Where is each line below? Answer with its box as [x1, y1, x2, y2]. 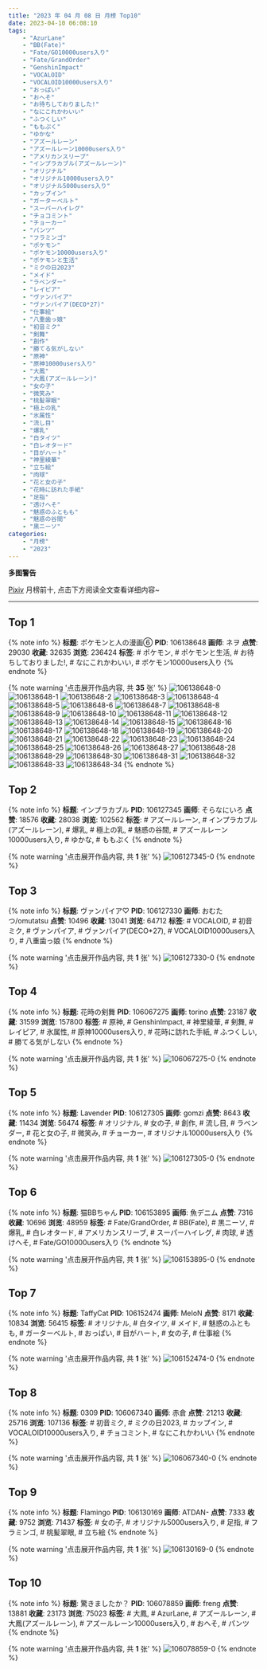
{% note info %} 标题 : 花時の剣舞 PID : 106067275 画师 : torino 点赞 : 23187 [8, 1007, 248, 1017]
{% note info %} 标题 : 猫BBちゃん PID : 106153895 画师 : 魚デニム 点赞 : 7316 [8, 1208, 253, 1217]
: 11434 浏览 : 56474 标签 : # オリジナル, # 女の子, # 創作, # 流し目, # [15, 1118, 236, 1127]
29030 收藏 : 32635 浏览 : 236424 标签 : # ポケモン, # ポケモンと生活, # [8, 648, 238, 657]
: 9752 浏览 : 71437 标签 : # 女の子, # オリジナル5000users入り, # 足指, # [15, 1517, 250, 1526]
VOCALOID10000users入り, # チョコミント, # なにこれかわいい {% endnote [8, 1428, 256, 1438]
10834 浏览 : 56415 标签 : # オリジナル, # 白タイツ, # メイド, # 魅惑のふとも [8, 1318, 251, 1328]
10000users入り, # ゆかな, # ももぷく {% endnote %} [8, 835, 183, 844]
